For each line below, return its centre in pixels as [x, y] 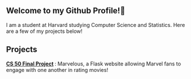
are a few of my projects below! [44, 31]
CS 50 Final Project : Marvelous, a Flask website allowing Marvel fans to [93, 63]
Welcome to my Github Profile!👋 [66, 11]
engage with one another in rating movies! [57, 70]
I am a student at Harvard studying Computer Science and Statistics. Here [95, 25]
